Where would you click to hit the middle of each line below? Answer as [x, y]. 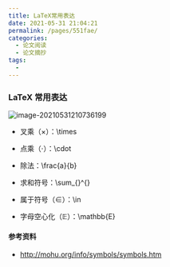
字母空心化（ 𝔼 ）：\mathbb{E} [67, 217]
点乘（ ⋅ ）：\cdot [45, 149]
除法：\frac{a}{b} [48, 165]
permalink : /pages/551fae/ [53, 30]
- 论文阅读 [31, 46]
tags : [17, 61]
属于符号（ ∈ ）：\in [50, 200]
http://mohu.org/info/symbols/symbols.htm [91, 255]
